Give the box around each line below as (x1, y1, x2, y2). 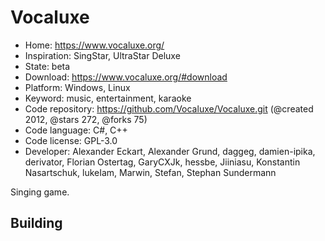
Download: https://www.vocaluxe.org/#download (24, 71, 228, 83)
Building (10, 215, 63, 232)
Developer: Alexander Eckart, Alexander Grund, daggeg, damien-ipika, (24, 145, 316, 157)
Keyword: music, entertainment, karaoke (24, 92, 192, 104)
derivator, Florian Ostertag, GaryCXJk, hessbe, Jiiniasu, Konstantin (24, 156, 301, 168)
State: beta (24, 60, 71, 72)
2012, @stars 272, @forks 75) (24, 113, 148, 125)
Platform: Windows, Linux (24, 81, 131, 93)
